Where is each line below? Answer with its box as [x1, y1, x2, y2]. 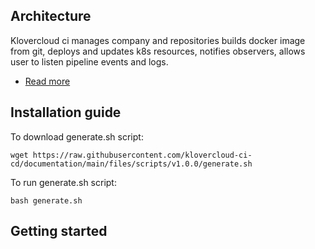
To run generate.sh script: [10, 176, 117, 188]
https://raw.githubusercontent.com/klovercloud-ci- [32, 150, 253, 160]
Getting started [10, 223, 108, 240]
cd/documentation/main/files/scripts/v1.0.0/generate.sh [10, 159, 253, 169]
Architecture [10, 8, 92, 25]
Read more [24, 75, 71, 87]
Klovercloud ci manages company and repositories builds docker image [10, 34, 306, 46]
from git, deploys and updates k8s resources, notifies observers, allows [10, 45, 306, 57]
